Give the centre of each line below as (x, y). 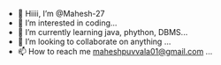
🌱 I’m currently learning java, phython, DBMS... (103, 32)
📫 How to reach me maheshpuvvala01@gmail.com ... (115, 51)
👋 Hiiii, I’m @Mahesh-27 (61, 14)
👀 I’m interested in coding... (67, 23)
